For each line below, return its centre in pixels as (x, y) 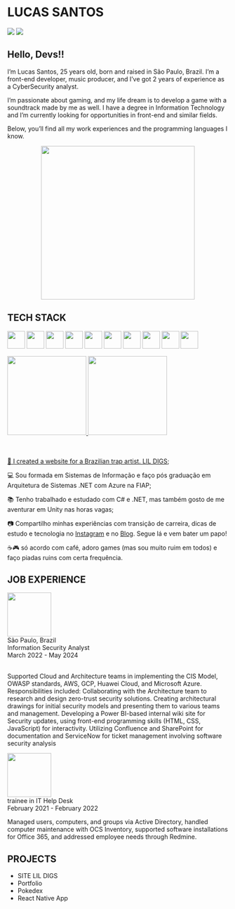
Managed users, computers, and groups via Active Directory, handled (108, 822)
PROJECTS (32, 859)
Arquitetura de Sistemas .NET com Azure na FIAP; (80, 485)
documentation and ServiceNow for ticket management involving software (115, 736)
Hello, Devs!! (36, 54)
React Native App (43, 898)
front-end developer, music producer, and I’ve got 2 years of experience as (116, 79)
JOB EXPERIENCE (47, 579)
